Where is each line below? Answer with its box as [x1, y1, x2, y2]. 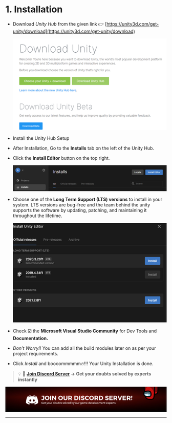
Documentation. [12, 335, 49, 341]
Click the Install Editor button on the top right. [12, 155, 110, 161]
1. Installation [5, 4, 63, 15]
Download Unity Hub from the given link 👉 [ [12, 20, 107, 27]
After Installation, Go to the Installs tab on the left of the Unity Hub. [12, 145, 155, 151]
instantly [17, 376, 37, 383]
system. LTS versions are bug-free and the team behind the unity [12, 202, 150, 208]
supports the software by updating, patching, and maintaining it [12, 207, 147, 214]
